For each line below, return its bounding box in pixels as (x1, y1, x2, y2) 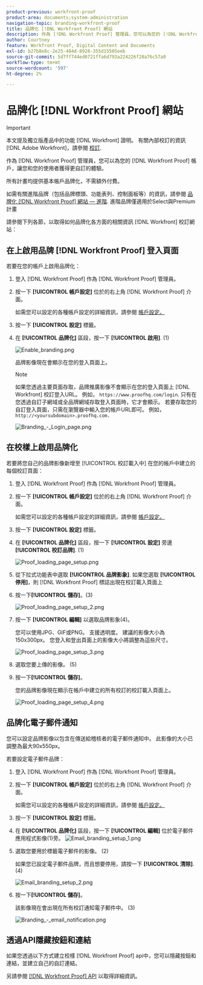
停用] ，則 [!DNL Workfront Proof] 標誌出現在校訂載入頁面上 (14, 578, 163, 586)
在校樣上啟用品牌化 (6, 442, 78, 453)
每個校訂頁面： (6, 467, 43, 474)
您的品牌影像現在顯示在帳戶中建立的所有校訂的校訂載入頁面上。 (14, 686, 174, 694)
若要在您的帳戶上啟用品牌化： (6, 262, 80, 270)
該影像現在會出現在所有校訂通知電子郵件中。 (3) (14, 904, 135, 911)
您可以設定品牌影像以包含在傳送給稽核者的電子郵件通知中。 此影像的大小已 (6, 735, 193, 742)
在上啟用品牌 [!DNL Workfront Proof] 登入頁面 (6, 245, 179, 256)
